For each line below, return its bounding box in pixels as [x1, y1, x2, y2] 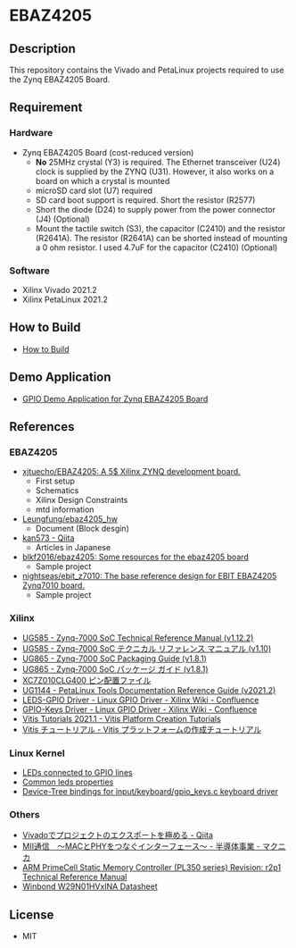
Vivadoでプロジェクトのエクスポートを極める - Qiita [21, 830, 214, 841]
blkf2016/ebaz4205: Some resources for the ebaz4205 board [21, 551, 250, 563]
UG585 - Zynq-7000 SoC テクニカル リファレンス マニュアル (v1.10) [21, 642, 272, 653]
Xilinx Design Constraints [35, 495, 128, 506]
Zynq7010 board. [21, 580, 85, 591]
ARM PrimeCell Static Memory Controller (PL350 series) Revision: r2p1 [21, 862, 282, 873]
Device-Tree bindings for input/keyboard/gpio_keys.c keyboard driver [21, 785, 279, 796]
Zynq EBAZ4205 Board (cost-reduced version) [21, 147, 194, 157]
